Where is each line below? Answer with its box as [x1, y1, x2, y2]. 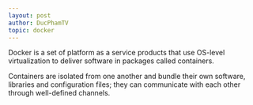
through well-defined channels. [8, 88, 111, 98]
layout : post [8, 11, 51, 20]
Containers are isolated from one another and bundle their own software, [8, 72, 246, 81]
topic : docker [8, 26, 55, 34]
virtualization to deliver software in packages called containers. [8, 56, 215, 66]
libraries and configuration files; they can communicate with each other [8, 80, 241, 89]
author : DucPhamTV [8, 19, 69, 27]
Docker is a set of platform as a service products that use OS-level [8, 48, 225, 58]
